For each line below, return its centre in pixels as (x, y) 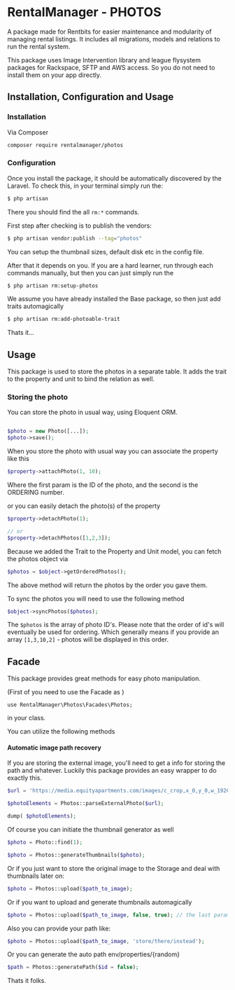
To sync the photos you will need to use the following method (96, 598)
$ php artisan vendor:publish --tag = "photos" (74, 238)
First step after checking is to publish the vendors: (79, 226)
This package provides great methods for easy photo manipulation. (104, 679)
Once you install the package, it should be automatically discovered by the (114, 178)
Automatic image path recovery (54, 748)
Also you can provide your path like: (59, 928)
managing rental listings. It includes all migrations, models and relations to (114, 39)
